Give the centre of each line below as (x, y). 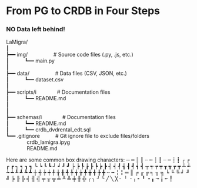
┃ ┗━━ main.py (30, 61)
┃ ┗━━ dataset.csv (35, 80)
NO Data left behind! (36, 29)
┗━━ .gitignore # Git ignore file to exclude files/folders (78, 136)
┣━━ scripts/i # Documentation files (58, 92)
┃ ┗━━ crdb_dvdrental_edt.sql (49, 130)
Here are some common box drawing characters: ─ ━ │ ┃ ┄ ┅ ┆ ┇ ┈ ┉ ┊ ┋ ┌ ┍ (98, 160)
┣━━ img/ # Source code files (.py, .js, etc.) (70, 55)
